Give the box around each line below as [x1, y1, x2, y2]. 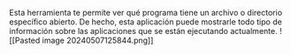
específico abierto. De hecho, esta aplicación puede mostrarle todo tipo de [9, 17, 283, 27]
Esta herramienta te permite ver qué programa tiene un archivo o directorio [9, 8, 283, 17]
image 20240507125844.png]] [42, 35, 154, 45]
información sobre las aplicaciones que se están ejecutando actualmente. [9, 26, 278, 36]
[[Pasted [9, 35, 41, 45]
